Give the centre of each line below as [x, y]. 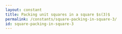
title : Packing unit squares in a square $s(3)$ [58, 14]
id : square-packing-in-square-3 [39, 24]
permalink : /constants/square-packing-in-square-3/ [61, 19]
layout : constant [24, 10]
